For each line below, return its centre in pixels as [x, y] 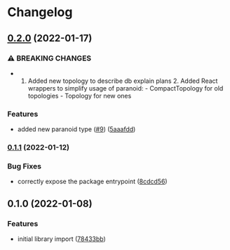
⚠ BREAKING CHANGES [49, 58]
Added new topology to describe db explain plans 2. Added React [123, 81]
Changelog [40, 12]
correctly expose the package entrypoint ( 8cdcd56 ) [92, 182]
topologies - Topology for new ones [80, 96]
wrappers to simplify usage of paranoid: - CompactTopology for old [126, 88]
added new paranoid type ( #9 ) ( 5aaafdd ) [76, 129]
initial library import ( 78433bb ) [62, 239]
